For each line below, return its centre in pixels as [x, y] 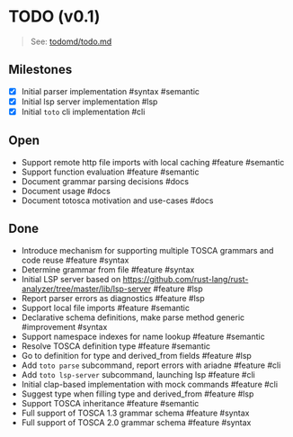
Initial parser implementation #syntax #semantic [110, 91]
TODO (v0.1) [54, 17]
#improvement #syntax [64, 326]
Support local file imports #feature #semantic [106, 308]
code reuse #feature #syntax [75, 260]
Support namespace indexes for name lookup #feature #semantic [143, 336]
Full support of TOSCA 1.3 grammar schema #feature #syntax [135, 413]
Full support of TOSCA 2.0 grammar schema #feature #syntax [136, 422]
